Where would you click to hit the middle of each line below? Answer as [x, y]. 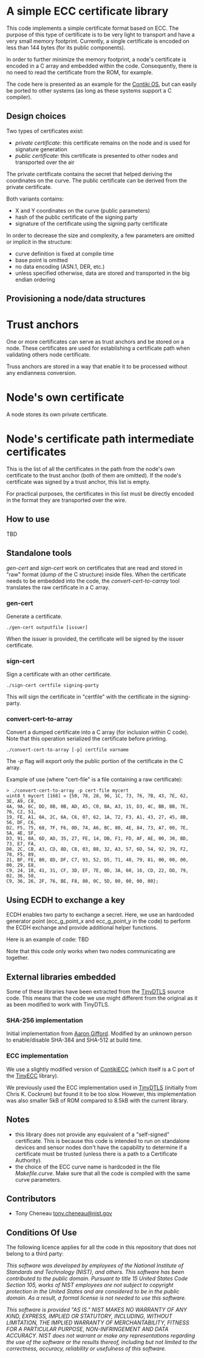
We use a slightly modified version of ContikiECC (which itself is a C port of [100, 1069]
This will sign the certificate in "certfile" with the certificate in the [87, 697]
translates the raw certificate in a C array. [58, 587]
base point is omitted [41, 260]
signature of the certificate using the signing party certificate [91, 223]
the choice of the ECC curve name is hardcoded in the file [87, 1167]
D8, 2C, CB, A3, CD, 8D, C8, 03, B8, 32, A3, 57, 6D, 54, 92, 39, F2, [97, 849]
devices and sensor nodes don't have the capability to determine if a [101, 1147]
